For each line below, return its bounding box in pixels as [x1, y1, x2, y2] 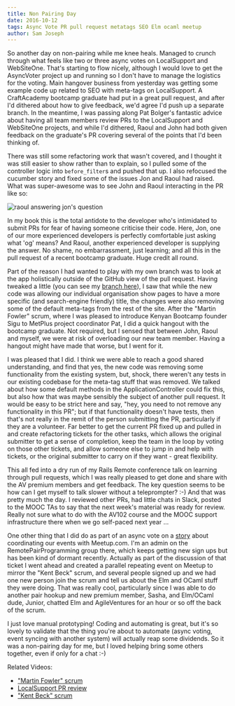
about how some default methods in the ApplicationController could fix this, [7, 385, 225, 393]
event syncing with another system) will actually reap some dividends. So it [7, 634, 225, 643]
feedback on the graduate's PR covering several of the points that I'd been [7, 131, 222, 140]
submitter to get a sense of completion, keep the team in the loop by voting [7, 437, 224, 446]
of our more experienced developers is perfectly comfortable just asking [7, 231, 217, 240]
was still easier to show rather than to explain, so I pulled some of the [7, 159, 207, 168]
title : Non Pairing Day [7, 10, 77, 18]
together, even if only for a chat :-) [7, 649, 106, 658]
